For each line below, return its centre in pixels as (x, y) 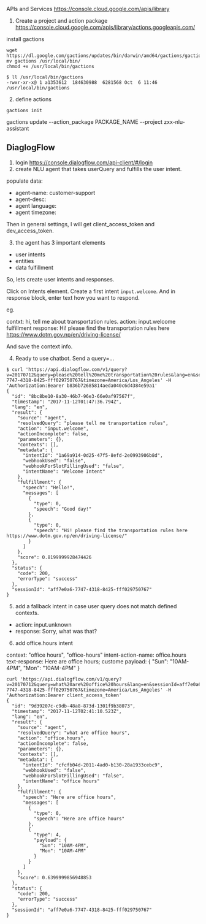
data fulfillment (34, 267)
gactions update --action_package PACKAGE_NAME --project (85, 122)
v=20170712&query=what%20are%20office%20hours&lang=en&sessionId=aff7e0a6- (105, 684)
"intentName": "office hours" (61, 781)
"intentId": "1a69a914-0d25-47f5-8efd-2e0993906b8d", (93, 455)
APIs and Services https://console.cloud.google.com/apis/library (88, 9)
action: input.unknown (43, 624)
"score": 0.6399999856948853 (55, 877)
